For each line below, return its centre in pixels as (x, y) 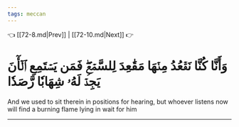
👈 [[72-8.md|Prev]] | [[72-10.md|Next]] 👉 (70, 34)
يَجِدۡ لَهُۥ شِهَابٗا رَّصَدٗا (54, 81)
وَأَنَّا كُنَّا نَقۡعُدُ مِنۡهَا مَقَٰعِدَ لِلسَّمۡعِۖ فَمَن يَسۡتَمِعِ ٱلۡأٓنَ (117, 66)
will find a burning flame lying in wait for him (72, 109)
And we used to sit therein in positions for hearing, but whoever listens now (118, 101)
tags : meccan (27, 14)
